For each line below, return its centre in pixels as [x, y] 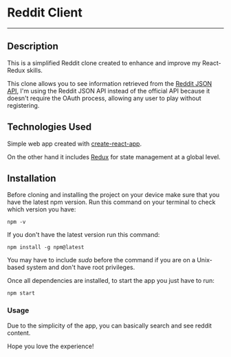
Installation [32, 178]
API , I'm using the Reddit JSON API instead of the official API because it [109, 91]
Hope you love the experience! [51, 346]
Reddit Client [45, 13]
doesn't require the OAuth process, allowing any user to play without [104, 98]
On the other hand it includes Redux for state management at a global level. [114, 157]
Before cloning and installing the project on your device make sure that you [113, 195]
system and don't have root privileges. [81, 267]
